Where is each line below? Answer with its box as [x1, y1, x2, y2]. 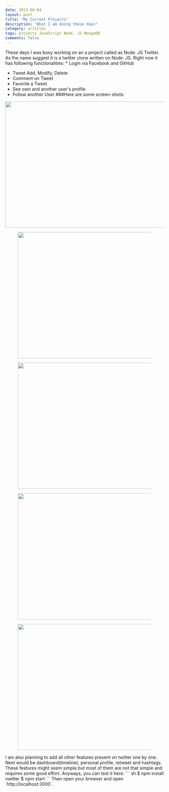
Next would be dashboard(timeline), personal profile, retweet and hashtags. [5, 759, 162, 765]
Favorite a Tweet [12, 80, 47, 86]
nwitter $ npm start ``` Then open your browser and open [5, 775, 124, 781]
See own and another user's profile [12, 86, 86, 92]
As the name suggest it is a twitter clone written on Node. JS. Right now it [5, 55, 158, 61]
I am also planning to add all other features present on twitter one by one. [5, 754, 157, 760]
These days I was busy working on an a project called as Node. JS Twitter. [5, 49, 160, 56]
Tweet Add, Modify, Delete [12, 70, 68, 76]
